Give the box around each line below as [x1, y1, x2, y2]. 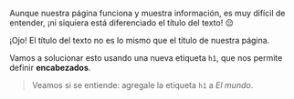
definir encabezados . [9, 63, 91, 73]
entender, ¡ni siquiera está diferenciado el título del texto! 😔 [9, 17, 235, 28]
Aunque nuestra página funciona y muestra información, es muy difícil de [9, 8, 286, 18]
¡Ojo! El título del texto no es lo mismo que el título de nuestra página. [9, 35, 270, 45]
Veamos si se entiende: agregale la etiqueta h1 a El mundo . [31, 80, 254, 90]
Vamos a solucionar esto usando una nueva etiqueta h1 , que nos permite [9, 53, 283, 63]
